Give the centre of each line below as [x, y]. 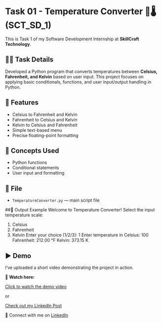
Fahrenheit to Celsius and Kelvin [45, 119]
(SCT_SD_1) [28, 25]
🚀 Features [22, 103]
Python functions [30, 163]
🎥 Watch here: [20, 277]
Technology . [18, 44]
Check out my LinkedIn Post [34, 306]
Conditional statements [36, 168]
